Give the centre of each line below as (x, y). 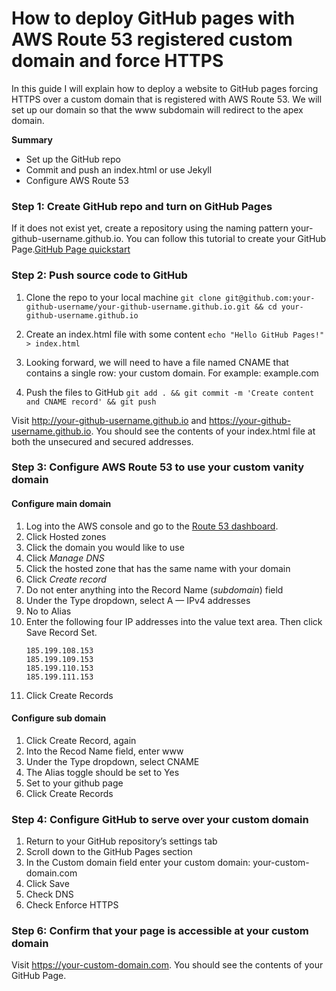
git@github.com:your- (270, 298)
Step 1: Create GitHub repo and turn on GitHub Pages (142, 206)
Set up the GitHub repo (73, 159)
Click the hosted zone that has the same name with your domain (158, 568)
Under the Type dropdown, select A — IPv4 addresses (138, 600)
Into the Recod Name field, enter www (104, 751)
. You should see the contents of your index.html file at (203, 431)
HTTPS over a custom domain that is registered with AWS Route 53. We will (167, 99)
